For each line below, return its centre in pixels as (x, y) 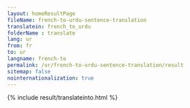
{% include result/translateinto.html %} (63, 98)
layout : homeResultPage (41, 13)
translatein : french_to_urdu (49, 26)
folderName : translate (41, 33)
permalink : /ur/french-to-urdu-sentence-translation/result (96, 65)
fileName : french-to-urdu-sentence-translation (77, 20)
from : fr (20, 46)
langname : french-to (37, 59)
